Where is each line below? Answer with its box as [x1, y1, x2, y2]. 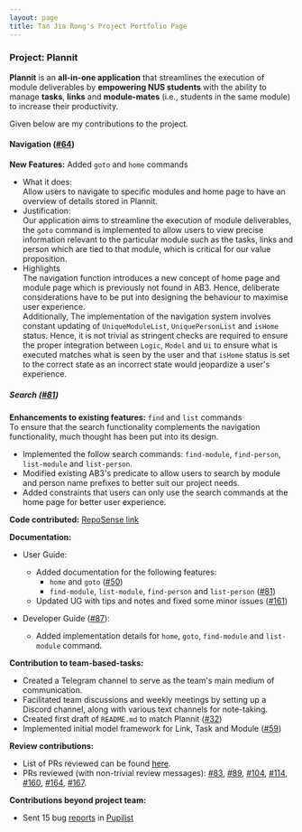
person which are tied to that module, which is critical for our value [22, 244, 271, 254]
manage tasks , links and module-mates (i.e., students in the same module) [9, 91, 291, 102]
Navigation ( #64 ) [9, 139, 75, 150]
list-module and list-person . [22, 458, 133, 469]
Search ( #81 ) [9, 389, 59, 400]
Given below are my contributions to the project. [9, 118, 189, 129]
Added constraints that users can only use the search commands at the [22, 487, 288, 498]
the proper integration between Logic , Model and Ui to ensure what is [22, 340, 278, 351]
